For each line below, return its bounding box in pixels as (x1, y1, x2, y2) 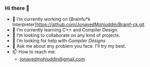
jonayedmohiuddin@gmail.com (19, 56, 85, 62)
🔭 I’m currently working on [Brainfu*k (12, 16, 91, 22)
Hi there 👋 (5, 5, 30, 12)
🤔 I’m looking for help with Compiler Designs (12, 38, 106, 44)
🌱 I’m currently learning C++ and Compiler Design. (12, 27, 118, 33)
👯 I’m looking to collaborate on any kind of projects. (12, 32, 120, 39)
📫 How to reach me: (12, 49, 56, 55)
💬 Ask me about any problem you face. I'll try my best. (12, 43, 126, 49)
